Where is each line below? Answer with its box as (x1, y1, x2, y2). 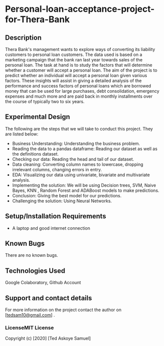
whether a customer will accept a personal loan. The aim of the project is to (5, 67, 158, 73)
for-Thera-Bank (5, 14, 70, 25)
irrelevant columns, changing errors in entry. (12, 166, 102, 172)
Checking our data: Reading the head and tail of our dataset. (12, 156, 135, 162)
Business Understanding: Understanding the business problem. (12, 140, 141, 146)
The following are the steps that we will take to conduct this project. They (5, 126, 153, 132)
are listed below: (5, 131, 39, 137)
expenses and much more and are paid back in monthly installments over (5, 93, 153, 99)
